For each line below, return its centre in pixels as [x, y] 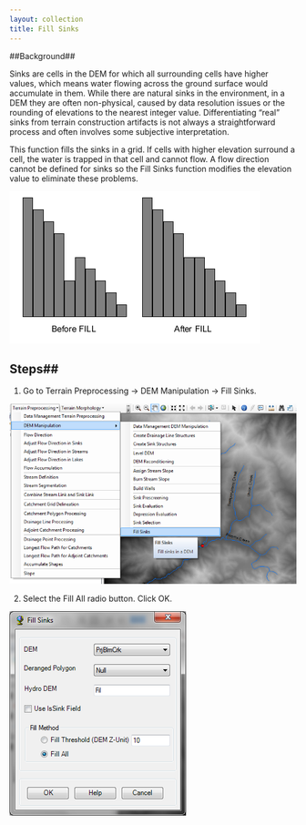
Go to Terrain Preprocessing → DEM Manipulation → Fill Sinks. [139, 391]
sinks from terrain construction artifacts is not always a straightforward [143, 122]
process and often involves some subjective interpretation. [119, 131]
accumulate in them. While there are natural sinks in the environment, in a [147, 93]
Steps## [34, 369]
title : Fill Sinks [44, 29]
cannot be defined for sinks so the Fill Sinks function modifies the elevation [151, 168]
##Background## [42, 56]
